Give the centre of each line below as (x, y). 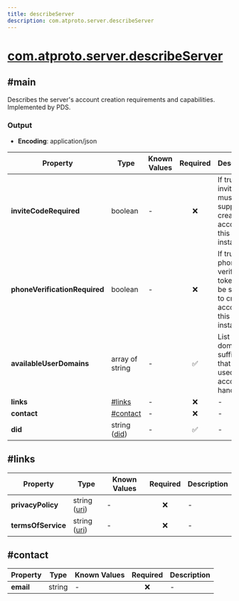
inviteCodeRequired (46, 211)
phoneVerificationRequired (58, 289)
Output (20, 126)
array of (124, 359)
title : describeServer (41, 14)
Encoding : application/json (57, 141)
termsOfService (38, 525)
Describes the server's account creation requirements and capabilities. (111, 99)
